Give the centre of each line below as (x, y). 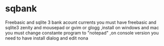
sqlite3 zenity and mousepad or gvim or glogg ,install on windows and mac (82, 27)
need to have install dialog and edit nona (47, 38)
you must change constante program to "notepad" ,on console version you (82, 33)
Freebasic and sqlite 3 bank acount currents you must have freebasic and (81, 22)
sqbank (21, 9)
